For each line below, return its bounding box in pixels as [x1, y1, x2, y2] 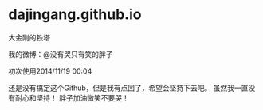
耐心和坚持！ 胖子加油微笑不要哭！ [14, 93, 129, 102]
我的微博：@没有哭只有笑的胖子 [8, 49, 113, 59]
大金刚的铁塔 [8, 32, 50, 42]
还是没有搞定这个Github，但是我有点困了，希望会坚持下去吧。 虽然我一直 [8, 83, 249, 93]
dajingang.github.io [8, 6, 142, 24]
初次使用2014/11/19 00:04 [8, 66, 92, 76]
